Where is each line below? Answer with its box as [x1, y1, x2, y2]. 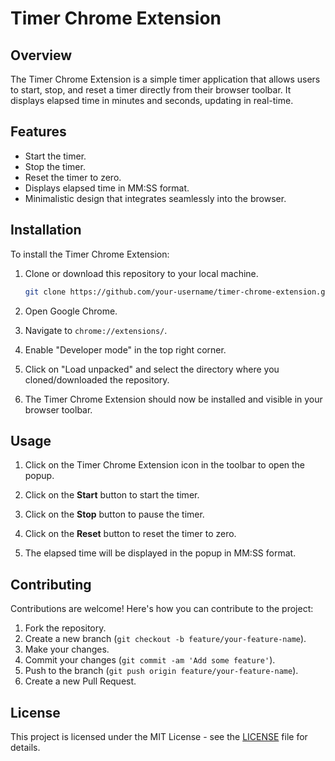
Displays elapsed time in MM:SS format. [24, 182, 190, 194]
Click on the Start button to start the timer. [24, 489, 200, 501]
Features [10, 123, 67, 141]
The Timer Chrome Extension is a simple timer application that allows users [10, 73, 321, 85]
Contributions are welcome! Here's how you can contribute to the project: [10, 603, 314, 615]
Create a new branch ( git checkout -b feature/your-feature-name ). [24, 633, 307, 645]
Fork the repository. [24, 622, 107, 634]
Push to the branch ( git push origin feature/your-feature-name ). [24, 665, 299, 677]
